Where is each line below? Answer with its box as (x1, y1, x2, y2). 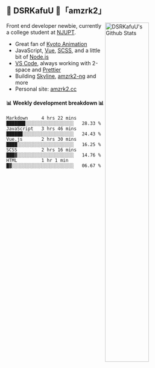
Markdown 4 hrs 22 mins (6, 115, 77, 121)
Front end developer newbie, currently (6, 22, 101, 29)
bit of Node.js (14, 53, 49, 60)
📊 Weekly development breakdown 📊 (6, 99, 104, 107)
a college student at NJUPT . (6, 28, 77, 36)
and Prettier (31, 66, 62, 73)
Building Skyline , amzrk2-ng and (14, 72, 96, 80)
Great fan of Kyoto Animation (14, 40, 87, 47)
